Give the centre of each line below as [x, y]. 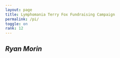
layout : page [19, 10]
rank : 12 [14, 28]
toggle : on [16, 24]
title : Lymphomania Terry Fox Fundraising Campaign [60, 14]
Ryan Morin [24, 49]
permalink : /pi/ [22, 19]
